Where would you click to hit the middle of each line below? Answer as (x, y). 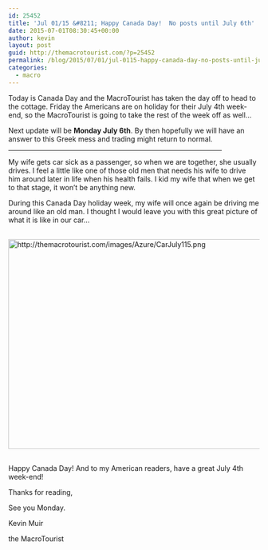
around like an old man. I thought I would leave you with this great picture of (133, 211)
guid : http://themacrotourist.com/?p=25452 (82, 53)
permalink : (26, 61)
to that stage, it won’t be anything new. (72, 187)
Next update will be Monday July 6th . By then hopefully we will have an (126, 130)
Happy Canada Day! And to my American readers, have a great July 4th (126, 468)
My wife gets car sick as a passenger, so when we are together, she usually (132, 161)
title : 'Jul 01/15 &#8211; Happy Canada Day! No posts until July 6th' (132, 23)
